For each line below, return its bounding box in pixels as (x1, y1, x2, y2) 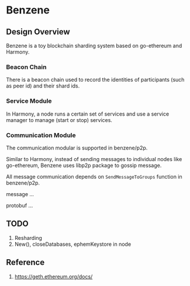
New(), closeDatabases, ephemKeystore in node (14, 240, 132, 247)
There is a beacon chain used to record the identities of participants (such (6, 76, 185, 83)
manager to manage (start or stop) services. (6, 116, 113, 123)
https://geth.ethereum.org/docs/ (14, 273, 93, 280)
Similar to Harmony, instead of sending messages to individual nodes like (6, 155, 182, 162)
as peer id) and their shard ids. (6, 82, 80, 89)
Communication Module (6, 131, 76, 139)
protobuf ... (6, 202, 33, 209)
